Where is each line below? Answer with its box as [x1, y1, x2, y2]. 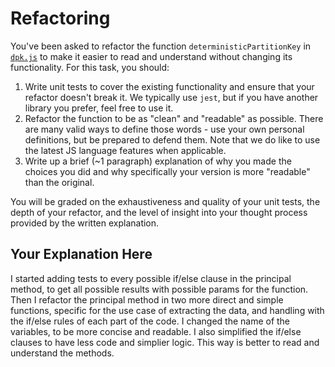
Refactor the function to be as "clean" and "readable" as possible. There [24, 112, 324, 124]
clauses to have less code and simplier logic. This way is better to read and [10, 336, 320, 348]
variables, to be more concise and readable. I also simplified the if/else [10, 325, 302, 337]
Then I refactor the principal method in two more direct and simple [10, 293, 284, 306]
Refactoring [10, 7, 111, 30]
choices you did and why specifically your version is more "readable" [24, 165, 311, 177]
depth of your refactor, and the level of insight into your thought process [10, 206, 308, 218]
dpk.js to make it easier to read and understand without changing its [10, 50, 293, 62]
